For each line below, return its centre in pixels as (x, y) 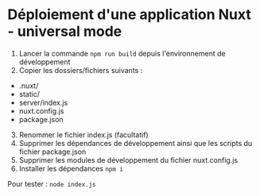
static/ (29, 94)
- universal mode (65, 31)
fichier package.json (52, 152)
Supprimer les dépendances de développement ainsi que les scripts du (136, 143)
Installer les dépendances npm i (71, 168)
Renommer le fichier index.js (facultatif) (83, 135)
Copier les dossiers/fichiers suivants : (81, 70)
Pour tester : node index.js (52, 183)
